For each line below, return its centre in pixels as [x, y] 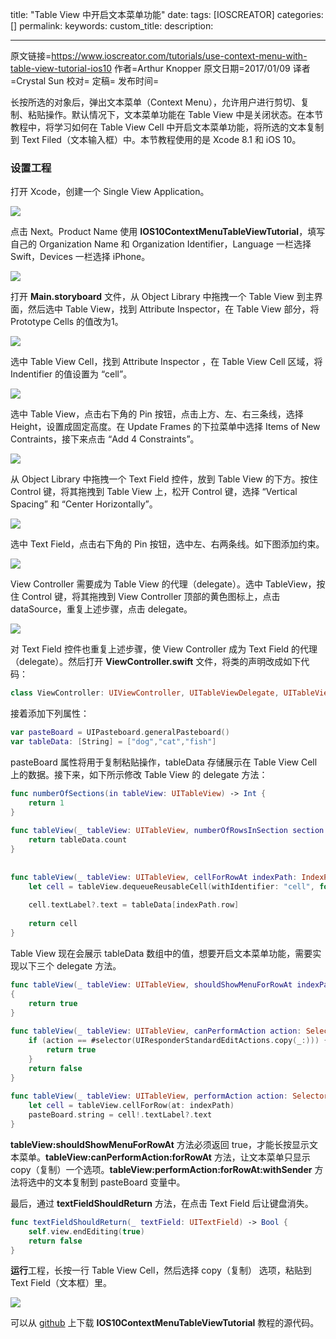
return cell [53, 924]
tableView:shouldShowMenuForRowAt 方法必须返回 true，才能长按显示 [160, 1144]
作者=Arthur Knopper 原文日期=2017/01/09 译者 [212, 68]
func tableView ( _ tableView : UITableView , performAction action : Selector [169, 1096]
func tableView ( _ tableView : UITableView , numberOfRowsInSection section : [169, 831]
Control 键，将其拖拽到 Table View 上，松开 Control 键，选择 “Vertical [154, 492]
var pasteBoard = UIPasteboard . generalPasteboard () [120, 733]
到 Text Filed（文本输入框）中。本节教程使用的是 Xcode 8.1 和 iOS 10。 [156, 139]
